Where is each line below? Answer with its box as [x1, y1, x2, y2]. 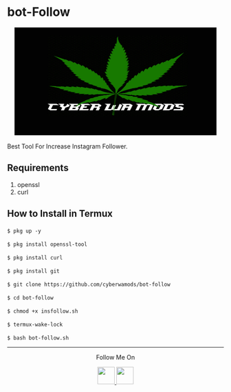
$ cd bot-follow [7, 294, 54, 301]
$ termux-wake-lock [7, 321, 63, 328]
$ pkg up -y [7, 227, 41, 235]
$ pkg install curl [7, 254, 63, 261]
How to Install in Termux [7, 208, 113, 219]
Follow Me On [96, 353, 135, 361]
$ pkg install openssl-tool [7, 241, 88, 248]
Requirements [7, 162, 69, 174]
